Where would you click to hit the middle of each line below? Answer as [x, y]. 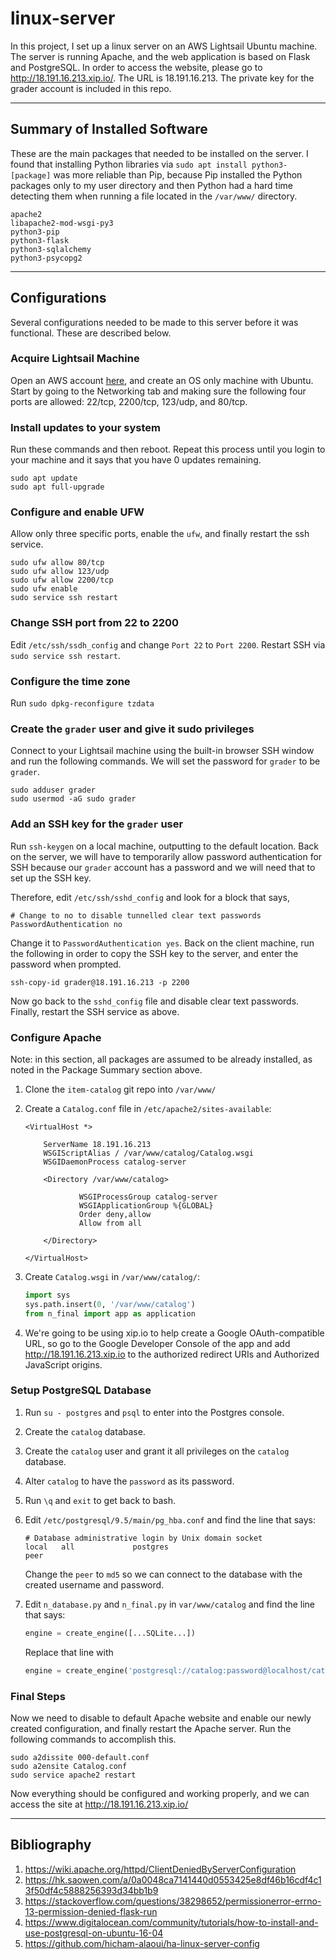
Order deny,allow [115, 1214]
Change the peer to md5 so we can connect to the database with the [163, 1574]
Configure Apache [56, 1037]
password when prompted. [66, 964]
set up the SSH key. [51, 878]
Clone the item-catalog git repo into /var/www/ [120, 1089]
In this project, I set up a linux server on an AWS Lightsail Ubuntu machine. [164, 46]
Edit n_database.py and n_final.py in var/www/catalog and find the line [170, 1604]
